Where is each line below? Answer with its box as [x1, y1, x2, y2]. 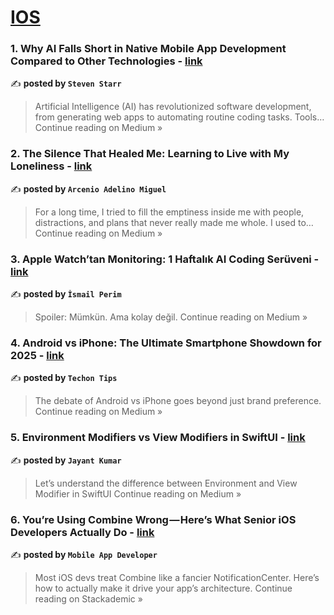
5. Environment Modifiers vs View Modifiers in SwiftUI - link [10, 431, 306, 445]
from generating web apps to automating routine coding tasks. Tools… [34, 111, 325, 123]
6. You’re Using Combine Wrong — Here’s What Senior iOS [10, 512, 297, 526]
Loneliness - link [10, 159, 93, 173]
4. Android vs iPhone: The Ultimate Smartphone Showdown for [10, 336, 322, 350]
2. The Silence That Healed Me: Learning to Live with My [10, 147, 290, 161]
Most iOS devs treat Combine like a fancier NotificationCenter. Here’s [34, 571, 320, 583]
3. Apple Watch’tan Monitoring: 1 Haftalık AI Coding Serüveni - [10, 252, 320, 266]
